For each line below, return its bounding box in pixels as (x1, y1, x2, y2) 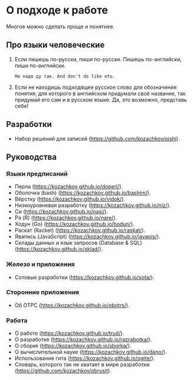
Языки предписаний (6, 169, 68, 178)
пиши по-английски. (14, 62, 66, 69)
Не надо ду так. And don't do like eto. (14, 73, 115, 79)
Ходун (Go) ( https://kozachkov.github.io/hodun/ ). (14, 221, 135, 228)
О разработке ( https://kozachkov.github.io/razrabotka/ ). (14, 336, 152, 343)
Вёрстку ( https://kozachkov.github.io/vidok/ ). (14, 195, 125, 203)
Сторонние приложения (6, 288, 79, 296)
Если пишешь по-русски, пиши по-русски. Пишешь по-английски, (14, 55, 182, 62)
